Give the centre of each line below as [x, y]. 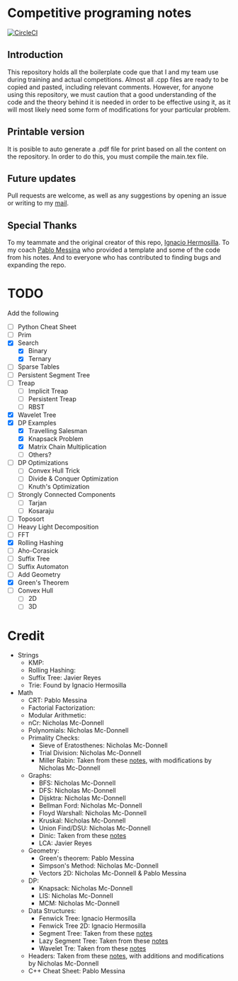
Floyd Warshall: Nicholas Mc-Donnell [93, 813]
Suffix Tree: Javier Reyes [64, 678]
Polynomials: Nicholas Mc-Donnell [78, 730]
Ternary [40, 359]
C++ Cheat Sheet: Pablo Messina [76, 971]
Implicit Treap [48, 391]
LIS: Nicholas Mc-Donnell [76, 896]
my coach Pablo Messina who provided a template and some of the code [114, 250]
